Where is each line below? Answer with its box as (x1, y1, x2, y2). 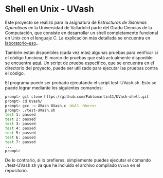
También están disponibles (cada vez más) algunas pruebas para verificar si (5, 50, 158, 55)
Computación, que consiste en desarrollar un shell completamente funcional (5, 30, 158, 36)
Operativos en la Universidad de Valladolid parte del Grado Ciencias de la (5, 24, 152, 30)
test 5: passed (5, 130, 36, 135)
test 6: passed (5, 135, 36, 140)
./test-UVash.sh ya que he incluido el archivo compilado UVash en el (5, 162, 140, 168)
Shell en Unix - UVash (5, 3, 94, 15)
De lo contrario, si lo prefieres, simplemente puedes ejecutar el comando (5, 157, 151, 163)
